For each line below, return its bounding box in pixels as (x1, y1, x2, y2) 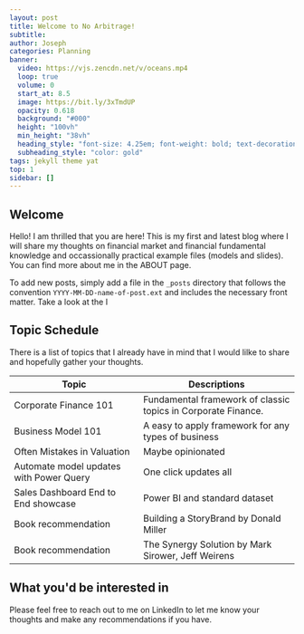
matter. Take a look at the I (9, 296, 109, 308)
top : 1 (9, 165, 34, 174)
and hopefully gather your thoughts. (9, 356, 144, 367)
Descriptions (188, 378, 245, 390)
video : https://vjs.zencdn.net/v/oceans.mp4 (17, 64, 188, 73)
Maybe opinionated (143, 445, 225, 457)
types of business (143, 430, 219, 443)
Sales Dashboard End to (14, 485, 116, 498)
